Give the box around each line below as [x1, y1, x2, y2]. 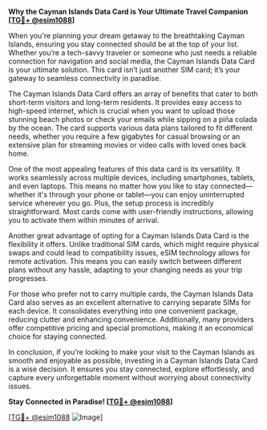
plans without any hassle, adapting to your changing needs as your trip [8, 265, 243, 274]
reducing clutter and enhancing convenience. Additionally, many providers [8, 314, 254, 324]
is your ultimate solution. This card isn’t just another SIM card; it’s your [8, 65, 241, 75]
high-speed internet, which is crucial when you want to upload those [8, 106, 235, 116]
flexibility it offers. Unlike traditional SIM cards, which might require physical [8, 240, 259, 249]
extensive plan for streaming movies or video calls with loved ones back [8, 140, 247, 149]
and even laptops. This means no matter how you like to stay [8, 181, 208, 191]
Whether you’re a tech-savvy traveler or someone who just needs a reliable [8, 48, 257, 57]
